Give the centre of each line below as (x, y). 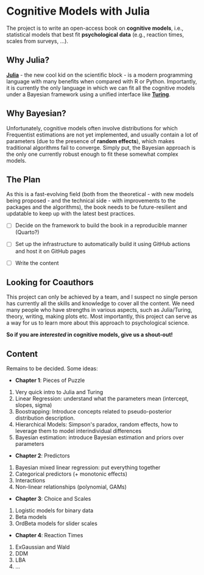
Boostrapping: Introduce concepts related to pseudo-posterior (93, 412)
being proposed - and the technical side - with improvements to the (91, 201)
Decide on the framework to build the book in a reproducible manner (101, 225)
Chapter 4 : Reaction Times (49, 535)
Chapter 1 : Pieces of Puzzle (50, 380)
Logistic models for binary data (54, 510)
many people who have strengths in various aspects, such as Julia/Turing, (99, 310)
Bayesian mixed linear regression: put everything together (88, 468)
